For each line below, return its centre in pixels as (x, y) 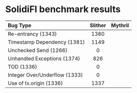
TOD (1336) (22, 67)
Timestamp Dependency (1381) (46, 42)
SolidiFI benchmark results (63, 9)
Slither (98, 25)
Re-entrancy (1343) (32, 34)
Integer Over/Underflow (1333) (45, 75)
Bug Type (20, 25)
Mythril (120, 25)
